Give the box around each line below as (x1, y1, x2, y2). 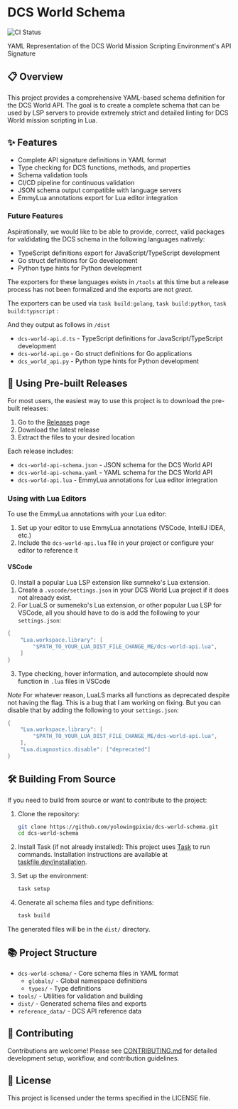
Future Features (7, 211, 64, 221)
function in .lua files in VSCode (17, 677, 111, 685)
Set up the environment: (17, 872, 89, 880)
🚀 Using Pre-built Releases (7, 378, 128, 390)
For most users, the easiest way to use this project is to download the (7, 396, 211, 405)
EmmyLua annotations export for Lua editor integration (17, 193, 178, 202)
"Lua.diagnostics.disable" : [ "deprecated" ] (20, 746, 151, 754)
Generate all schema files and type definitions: (17, 898, 154, 907)
